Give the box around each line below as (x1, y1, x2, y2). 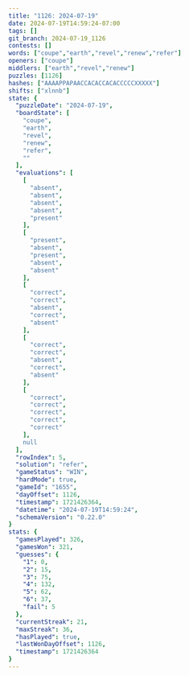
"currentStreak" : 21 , (15, 617, 88, 626)
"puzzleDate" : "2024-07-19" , (15, 101, 113, 109)
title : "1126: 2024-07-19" (8, 11, 99, 20)
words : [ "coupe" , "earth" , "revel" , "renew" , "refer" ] (8, 49, 182, 57)
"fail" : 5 (23, 603, 56, 611)
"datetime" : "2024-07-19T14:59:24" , (15, 505, 138, 513)
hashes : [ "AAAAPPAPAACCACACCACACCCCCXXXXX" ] (8, 79, 160, 87)
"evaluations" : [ (15, 169, 74, 177)
